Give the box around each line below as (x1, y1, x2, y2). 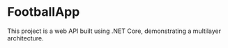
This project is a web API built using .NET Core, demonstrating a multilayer (7, 27, 222, 35)
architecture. (7, 34, 44, 42)
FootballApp (7, 4, 80, 20)
